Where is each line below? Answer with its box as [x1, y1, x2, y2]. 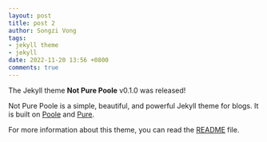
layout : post [8, 11, 52, 20]
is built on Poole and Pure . [8, 109, 94, 119]
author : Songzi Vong [8, 26, 78, 34]
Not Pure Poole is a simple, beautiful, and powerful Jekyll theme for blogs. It [8, 101, 259, 110]
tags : [8, 34, 26, 42]
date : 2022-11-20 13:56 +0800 [8, 57, 110, 65]
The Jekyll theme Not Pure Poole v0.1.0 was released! [8, 85, 186, 95]
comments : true [8, 64, 59, 72]
